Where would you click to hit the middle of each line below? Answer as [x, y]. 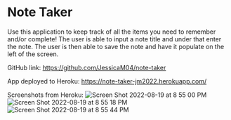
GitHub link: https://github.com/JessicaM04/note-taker [87, 67]
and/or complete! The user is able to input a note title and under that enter [114, 39]
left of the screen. [33, 54]
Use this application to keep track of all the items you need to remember [112, 32]
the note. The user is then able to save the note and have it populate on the [116, 46]
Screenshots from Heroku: [46, 95]
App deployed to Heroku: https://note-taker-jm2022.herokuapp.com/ [107, 81]
